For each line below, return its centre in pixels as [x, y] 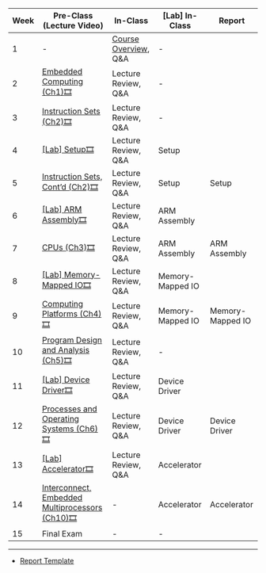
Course [126, 39]
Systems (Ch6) [70, 429]
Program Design [72, 340]
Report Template [47, 561]
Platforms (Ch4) [72, 314]
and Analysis [66, 350]
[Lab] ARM [62, 209]
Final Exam [63, 534]
